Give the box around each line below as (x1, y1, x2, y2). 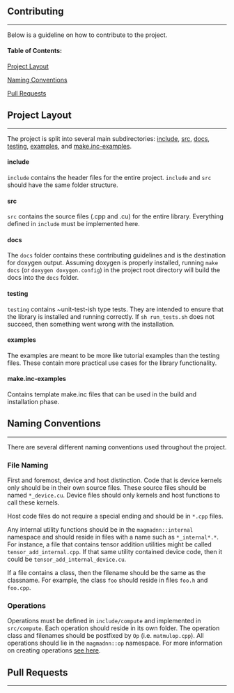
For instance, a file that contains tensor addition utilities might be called (7, 540, 212, 549)
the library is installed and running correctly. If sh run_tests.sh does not (7, 312, 214, 320)
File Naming (7, 460, 49, 470)
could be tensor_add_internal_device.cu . (7, 555, 127, 564)
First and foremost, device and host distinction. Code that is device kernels (7, 476, 222, 484)
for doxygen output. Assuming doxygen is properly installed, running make (7, 258, 219, 267)
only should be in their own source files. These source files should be (7, 484, 207, 492)
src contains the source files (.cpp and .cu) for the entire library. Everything (7, 212, 224, 221)
